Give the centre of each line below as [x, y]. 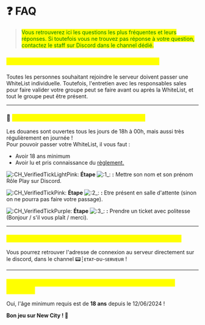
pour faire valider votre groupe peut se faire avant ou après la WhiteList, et [100, 90]
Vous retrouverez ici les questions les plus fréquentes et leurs [99, 32]
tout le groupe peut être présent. [47, 96]
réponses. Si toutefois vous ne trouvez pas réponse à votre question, [108, 38]
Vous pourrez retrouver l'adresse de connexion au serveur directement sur [100, 252]
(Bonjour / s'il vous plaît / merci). [47, 217]
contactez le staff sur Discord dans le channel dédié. [88, 45]
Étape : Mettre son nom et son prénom [137, 174]
